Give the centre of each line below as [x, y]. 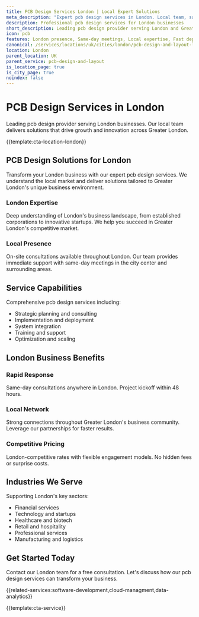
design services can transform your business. [62, 579]
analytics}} [19, 596]
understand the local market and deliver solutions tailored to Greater [89, 181]
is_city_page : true [30, 73]
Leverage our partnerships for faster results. [60, 429]
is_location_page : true [36, 67]
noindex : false [25, 78]
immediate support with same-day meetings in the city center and [86, 263]
